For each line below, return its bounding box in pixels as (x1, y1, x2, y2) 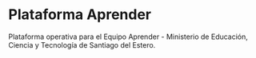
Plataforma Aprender (8, 6, 152, 24)
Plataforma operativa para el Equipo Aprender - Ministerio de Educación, (8, 32, 248, 41)
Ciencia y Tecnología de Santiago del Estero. (8, 40, 156, 49)
